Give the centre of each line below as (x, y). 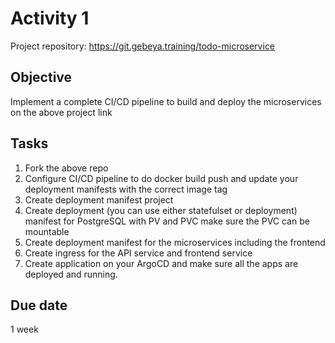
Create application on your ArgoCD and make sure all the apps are (161, 263)
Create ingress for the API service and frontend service (138, 253)
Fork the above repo (66, 168)
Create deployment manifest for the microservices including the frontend (175, 242)
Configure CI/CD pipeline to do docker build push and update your (161, 178)
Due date (39, 305)
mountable (47, 231)
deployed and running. (71, 274)
